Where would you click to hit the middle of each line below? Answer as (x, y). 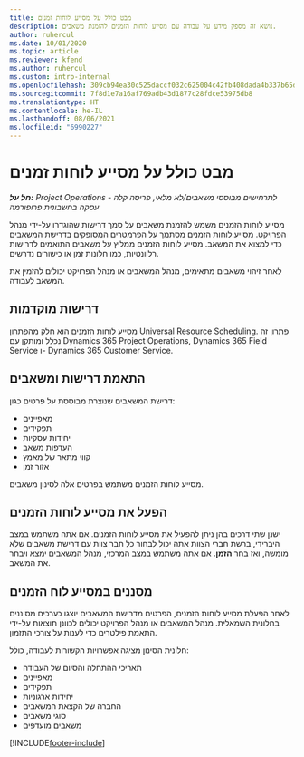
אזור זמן (36, 466)
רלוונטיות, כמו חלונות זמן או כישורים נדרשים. (84, 253)
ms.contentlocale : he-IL (56, 111)
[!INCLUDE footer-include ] (57, 743)
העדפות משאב (47, 447)
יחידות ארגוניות (48, 697)
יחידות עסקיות (46, 437)
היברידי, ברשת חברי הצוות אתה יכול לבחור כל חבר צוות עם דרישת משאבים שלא (145, 544)
